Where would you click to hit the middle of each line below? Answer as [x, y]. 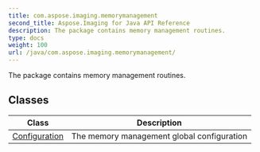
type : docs [26, 38]
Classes [29, 100]
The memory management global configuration [159, 136]
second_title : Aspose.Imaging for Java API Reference [99, 23]
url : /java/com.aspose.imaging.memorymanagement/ [92, 53]
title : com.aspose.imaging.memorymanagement [83, 16]
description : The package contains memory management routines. [117, 30]
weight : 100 [28, 45]
